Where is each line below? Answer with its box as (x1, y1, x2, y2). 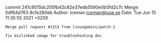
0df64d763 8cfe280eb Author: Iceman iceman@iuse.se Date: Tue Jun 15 (5, 9, 156, 15)
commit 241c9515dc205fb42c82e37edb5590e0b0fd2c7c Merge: (5, 4, 139, 10)
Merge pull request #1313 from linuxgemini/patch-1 (5, 24, 115, 29)
